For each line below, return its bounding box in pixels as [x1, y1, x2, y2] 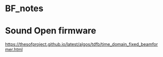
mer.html [5, 47, 23, 53]
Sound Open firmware [5, 25, 97, 37]
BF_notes [5, 3, 44, 14]
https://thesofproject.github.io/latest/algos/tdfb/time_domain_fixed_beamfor [5, 41, 158, 47]
